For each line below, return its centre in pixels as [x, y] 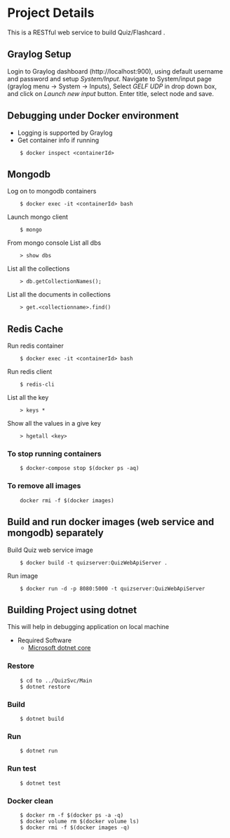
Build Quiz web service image [50, 550]
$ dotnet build [42, 719]
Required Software [45, 640]
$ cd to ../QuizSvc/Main [56, 681]
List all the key [28, 398]
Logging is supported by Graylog [65, 133]
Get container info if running [58, 140]
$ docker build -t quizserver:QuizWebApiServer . [94, 562]
